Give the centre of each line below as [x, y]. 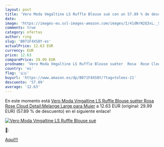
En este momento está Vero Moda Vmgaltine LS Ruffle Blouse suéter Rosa [80, 101]
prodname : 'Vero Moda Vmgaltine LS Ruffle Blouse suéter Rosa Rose [77, 64]
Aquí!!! [11, 139]
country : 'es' [20, 69]
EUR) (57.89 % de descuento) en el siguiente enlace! [58, 111]
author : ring [18, 37]
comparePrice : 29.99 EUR [30, 60]
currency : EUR [20, 50]
